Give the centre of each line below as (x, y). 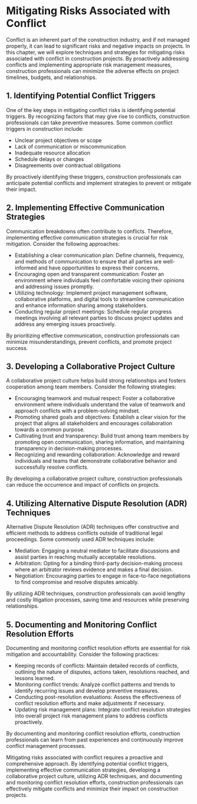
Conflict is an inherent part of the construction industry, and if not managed (98, 39)
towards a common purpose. (50, 430)
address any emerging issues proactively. (65, 324)
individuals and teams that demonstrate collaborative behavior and (96, 461)
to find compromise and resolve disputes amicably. (77, 582)
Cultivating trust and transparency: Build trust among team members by (102, 436)
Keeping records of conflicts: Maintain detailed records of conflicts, (96, 665)
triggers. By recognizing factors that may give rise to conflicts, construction (98, 116)
